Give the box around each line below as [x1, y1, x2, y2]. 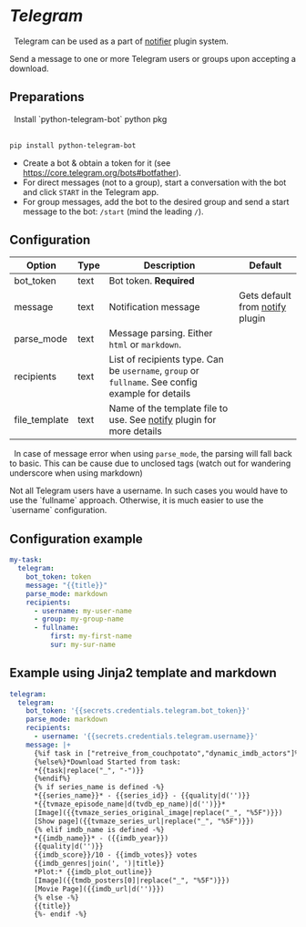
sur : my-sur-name [49, 640, 117, 649]
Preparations [9, 89, 85, 105]
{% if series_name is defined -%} [33, 783, 166, 792]
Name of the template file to [108, 402, 229, 415]
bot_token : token [25, 572, 92, 582]
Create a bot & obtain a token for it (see [22, 157, 171, 169]
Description [143, 259, 196, 272]
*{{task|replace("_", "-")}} [33, 766, 145, 775]
